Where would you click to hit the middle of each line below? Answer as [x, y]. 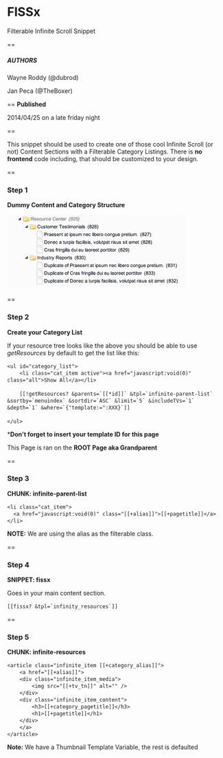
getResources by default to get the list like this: [73, 352]
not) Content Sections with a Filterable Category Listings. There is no [105, 151]
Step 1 [17, 190]
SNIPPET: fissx [29, 580]
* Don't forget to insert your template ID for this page [83, 434]
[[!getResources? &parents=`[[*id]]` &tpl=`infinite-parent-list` [116, 394]
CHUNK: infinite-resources [46, 652]
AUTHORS [22, 60]
